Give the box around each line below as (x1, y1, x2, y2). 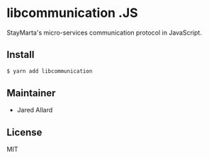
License (6, 126, 43, 139)
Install (6, 49, 35, 61)
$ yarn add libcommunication (6, 67, 93, 75)
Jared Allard (16, 106, 53, 114)
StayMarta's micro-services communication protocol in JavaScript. (6, 28, 203, 37)
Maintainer (6, 87, 56, 100)
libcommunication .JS (6, 5, 139, 21)
